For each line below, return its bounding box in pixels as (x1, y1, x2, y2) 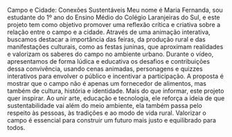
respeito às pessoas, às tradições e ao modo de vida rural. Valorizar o (7, 109, 206, 117)
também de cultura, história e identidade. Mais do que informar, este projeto (7, 86, 224, 95)
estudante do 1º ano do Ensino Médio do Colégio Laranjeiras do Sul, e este (7, 13, 220, 21)
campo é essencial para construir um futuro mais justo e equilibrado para (7, 116, 217, 124)
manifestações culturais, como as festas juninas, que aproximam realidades (7, 43, 224, 51)
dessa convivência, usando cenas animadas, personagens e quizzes (7, 65, 203, 73)
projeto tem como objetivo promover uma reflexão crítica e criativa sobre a (7, 21, 221, 28)
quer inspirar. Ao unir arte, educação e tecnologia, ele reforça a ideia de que (7, 94, 225, 102)
